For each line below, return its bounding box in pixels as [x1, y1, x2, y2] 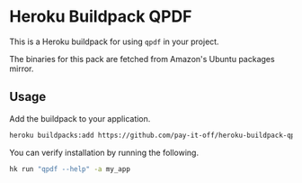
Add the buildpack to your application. [9, 113, 151, 124]
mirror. [9, 63, 34, 74]
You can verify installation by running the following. [9, 147, 200, 158]
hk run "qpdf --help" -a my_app [9, 164, 130, 173]
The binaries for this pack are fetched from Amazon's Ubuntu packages [9, 53, 276, 64]
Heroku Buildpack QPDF [9, 6, 192, 27]
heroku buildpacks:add [9, 131, 94, 140]
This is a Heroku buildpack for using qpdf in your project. [9, 36, 219, 47]
